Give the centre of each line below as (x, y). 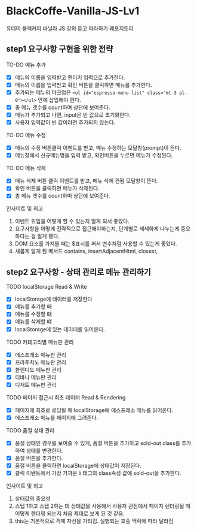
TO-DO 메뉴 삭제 (26, 168)
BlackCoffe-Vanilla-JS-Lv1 (73, 11)
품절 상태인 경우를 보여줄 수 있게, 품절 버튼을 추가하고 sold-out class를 (97, 443)
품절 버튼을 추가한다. (39, 458)
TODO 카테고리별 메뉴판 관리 (40, 342)
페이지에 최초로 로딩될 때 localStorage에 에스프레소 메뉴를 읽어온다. (94, 410)
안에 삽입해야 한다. (59, 99)
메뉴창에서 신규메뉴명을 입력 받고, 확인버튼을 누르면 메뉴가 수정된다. (94, 155)
